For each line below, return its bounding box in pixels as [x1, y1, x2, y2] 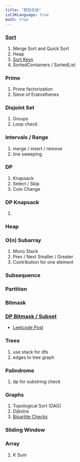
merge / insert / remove [12, 145, 63, 151]
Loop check [12, 121, 38, 127]
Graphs [5, 391, 24, 398]
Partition [5, 286, 27, 293]
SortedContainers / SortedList [12, 62, 75, 68]
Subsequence [5, 272, 41, 279]
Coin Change [12, 186, 41, 192]
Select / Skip [12, 181, 40, 187]
